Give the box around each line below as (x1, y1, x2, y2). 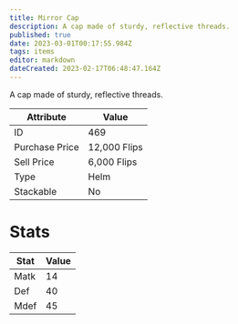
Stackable (14, 185, 57, 197)
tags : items (9, 47, 55, 56)
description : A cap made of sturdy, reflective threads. (9, 22, 231, 31)
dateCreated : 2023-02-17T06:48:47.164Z (9, 65, 161, 74)
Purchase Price (14, 140, 79, 153)
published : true (9, 30, 71, 39)
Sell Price (14, 156, 55, 168)
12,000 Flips (88, 140, 143, 153)
